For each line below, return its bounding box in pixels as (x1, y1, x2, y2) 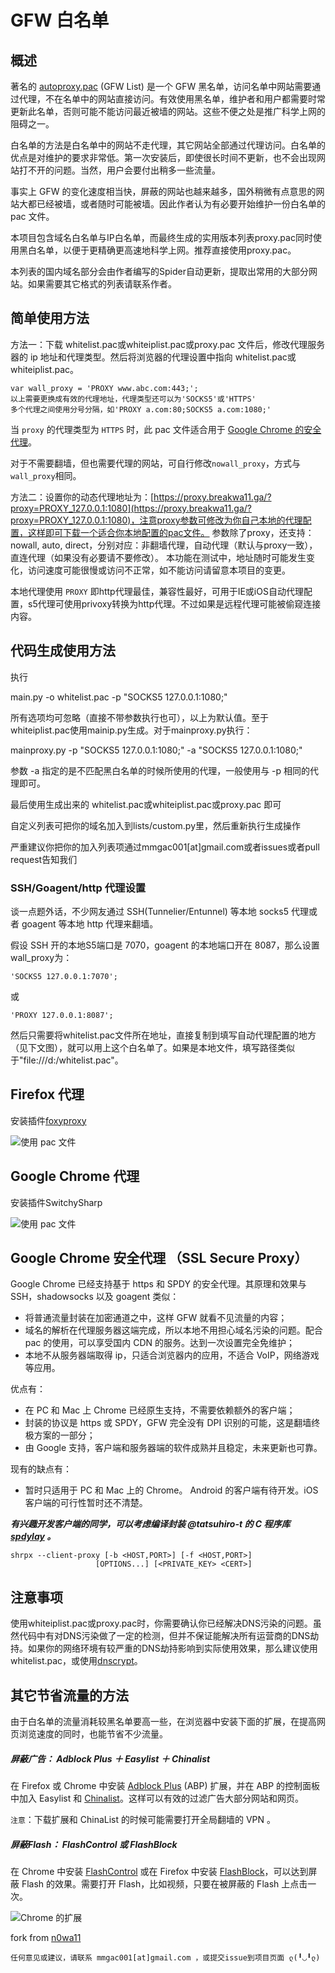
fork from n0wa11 (10, 1931, 82, 1943)
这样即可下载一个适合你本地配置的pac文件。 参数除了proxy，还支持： (27, 526, 315, 538)
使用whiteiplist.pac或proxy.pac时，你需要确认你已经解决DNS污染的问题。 (10, 1617, 313, 1630)
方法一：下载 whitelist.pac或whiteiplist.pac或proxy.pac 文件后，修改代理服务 (10, 338, 326, 350)
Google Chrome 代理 (10, 1168, 140, 1185)
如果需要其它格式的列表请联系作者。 (27, 278, 177, 290)
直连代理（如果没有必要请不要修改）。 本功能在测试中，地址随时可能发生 (10, 551, 307, 563)
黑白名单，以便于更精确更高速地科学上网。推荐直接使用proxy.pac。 (18, 244, 297, 256)
